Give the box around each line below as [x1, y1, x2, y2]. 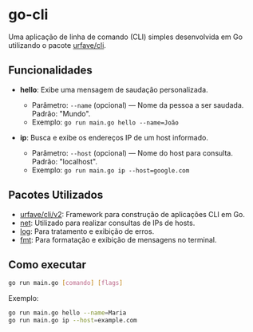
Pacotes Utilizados [8, 188, 104, 202]
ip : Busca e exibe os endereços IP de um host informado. [19, 132, 209, 142]
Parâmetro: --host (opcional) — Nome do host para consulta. [31, 148, 233, 157]
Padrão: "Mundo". [31, 109, 91, 118]
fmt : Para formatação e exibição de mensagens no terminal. [19, 235, 217, 244]
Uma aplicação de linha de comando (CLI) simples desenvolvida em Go [8, 32, 243, 41]
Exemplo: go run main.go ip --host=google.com [31, 165, 190, 175]
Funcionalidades [8, 64, 93, 77]
